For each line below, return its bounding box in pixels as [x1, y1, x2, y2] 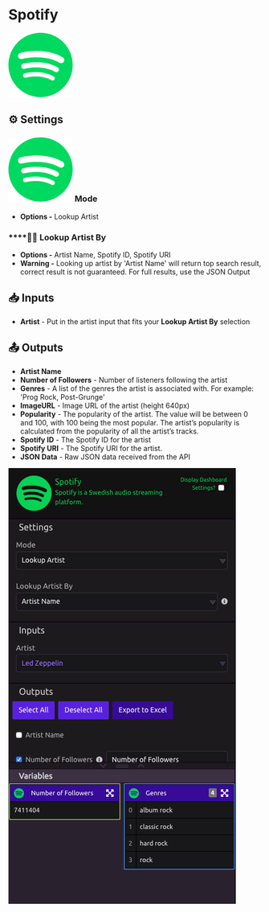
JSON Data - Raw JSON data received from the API [19, 452, 191, 462]
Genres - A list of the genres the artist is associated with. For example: [19, 384, 255, 393]
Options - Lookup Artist [19, 212, 99, 221]
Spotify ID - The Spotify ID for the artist [19, 434, 151, 444]
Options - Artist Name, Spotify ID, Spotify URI [19, 249, 171, 259]
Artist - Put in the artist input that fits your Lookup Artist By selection [19, 316, 251, 327]
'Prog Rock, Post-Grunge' [19, 392, 106, 401]
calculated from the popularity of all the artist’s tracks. [19, 426, 199, 436]
